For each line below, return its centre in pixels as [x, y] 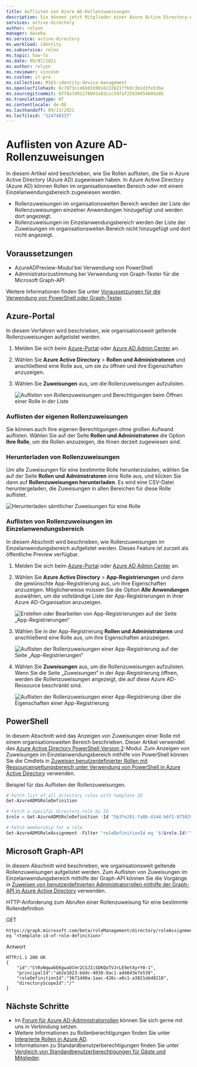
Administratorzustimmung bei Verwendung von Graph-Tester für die [97, 274]
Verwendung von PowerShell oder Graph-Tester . [64, 298]
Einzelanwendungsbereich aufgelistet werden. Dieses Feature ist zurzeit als [97, 548]
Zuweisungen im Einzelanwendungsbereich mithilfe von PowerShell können [97, 754]
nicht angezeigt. [34, 235]
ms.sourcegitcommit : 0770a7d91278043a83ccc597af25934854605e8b [85, 94]
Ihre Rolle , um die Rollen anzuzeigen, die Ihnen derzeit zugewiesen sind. [94, 442]
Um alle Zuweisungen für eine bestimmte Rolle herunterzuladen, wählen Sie [98, 470]
